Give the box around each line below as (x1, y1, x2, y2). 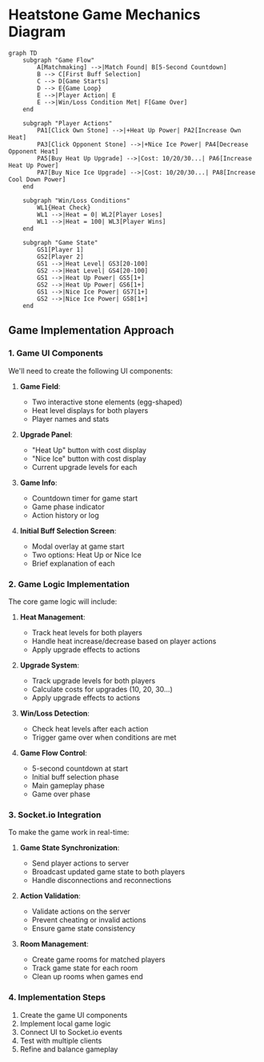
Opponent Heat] (8, 147, 59, 156)
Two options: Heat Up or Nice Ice (31, 549, 142, 559)
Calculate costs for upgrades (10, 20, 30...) (31, 684, 174, 694)
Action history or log (31, 510, 99, 520)
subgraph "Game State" (22, 238, 98, 246)
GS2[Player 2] (37, 253, 84, 261)
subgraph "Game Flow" (22, 56, 94, 64)
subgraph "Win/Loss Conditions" (22, 197, 130, 205)
